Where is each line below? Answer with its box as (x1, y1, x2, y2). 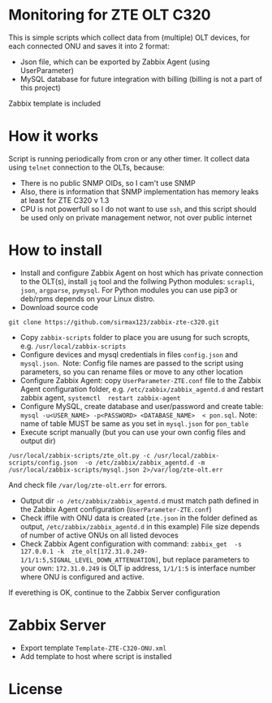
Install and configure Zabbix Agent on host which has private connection (19, 268, 264, 278)
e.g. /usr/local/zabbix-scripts (19, 341, 127, 351)
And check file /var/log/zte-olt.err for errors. (8, 480, 167, 490)
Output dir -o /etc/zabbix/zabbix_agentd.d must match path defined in (19, 495, 260, 505)
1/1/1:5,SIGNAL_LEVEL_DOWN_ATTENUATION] (19, 556, 159, 564)
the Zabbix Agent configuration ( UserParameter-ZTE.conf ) (19, 504, 213, 514)
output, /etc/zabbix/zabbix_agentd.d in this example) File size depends (19, 521, 260, 531)
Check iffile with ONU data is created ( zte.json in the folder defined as (19, 513, 258, 523)
